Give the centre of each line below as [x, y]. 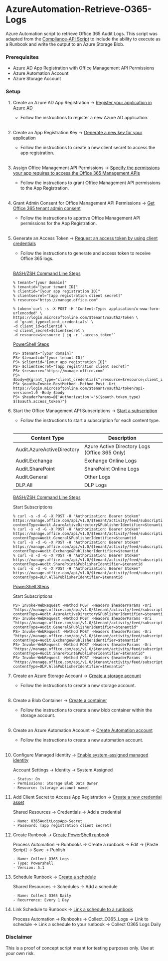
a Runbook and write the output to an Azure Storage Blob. [65, 44]
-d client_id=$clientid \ [40, 326]
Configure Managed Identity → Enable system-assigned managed [81, 755]
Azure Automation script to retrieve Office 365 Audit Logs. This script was [82, 33]
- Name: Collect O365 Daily [42, 896]
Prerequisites [22, 57]
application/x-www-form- [135, 309]
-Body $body [52, 393]
